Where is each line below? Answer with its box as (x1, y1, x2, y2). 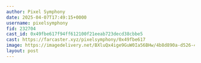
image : (6, 43, 23, 49)
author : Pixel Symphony (6, 8, 66, 15)
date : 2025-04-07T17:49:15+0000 (6, 14, 87, 20)
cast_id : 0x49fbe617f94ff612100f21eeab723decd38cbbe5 (6, 31, 144, 37)
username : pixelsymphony (6, 20, 68, 26)
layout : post (6, 48, 39, 54)
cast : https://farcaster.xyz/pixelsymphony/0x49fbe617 (6, 37, 146, 43)
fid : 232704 (6, 25, 36, 32)
